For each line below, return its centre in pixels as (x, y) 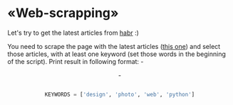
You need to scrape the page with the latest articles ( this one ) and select (114, 46)
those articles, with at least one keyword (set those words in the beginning (117, 54)
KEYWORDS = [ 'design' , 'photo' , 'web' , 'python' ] (120, 94)
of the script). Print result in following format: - (76, 61)
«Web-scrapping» (63, 13)
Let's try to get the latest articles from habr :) (73, 33)
